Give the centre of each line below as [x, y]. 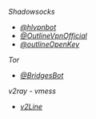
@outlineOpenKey [50, 44]
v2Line [31, 107]
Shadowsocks [32, 12]
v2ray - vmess [32, 91]
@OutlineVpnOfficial [54, 36]
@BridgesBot [42, 75]
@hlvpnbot [38, 27]
